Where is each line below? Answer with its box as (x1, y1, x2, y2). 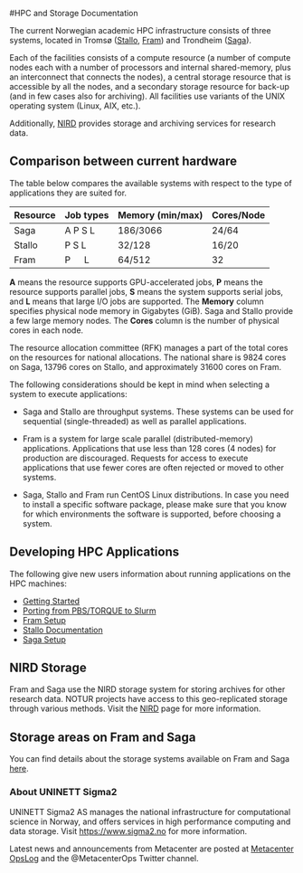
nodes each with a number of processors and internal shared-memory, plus (9, 62, 291, 72)
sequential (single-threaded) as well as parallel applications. (22, 415, 247, 426)
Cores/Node (211, 208, 266, 221)
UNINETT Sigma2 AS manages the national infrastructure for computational (9, 806, 291, 817)
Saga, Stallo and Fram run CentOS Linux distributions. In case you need (22, 489, 289, 500)
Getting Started (22, 595, 80, 606)
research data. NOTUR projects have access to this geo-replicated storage (9, 694, 288, 705)
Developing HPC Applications (9, 545, 180, 560)
